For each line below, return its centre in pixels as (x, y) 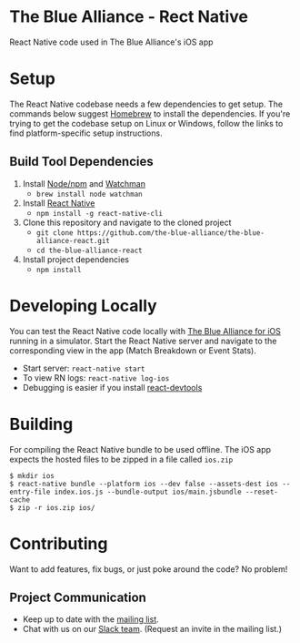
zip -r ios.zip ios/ (56, 507)
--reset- (262, 492)
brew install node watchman (89, 194)
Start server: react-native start (84, 368)
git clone (55, 233)
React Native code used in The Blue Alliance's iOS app (111, 42)
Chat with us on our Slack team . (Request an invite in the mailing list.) (152, 629)
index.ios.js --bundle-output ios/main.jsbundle (148, 492)
